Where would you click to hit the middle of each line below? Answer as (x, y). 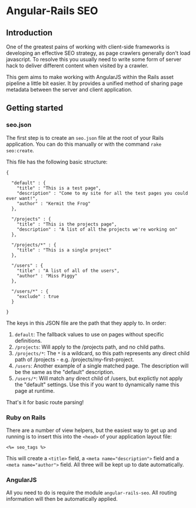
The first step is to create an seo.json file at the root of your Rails (85, 137)
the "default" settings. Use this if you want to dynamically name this (97, 384)
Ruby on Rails (26, 417)
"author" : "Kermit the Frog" (54, 204)
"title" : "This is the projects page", (67, 224)
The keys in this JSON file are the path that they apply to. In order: (86, 323)
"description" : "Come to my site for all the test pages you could (102, 193)
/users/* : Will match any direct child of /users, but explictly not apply (99, 378)
